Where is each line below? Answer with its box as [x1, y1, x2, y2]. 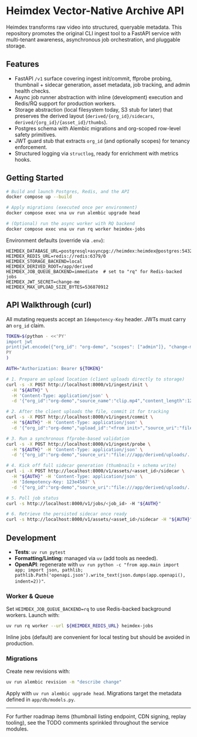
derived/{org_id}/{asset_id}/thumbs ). [14, 119, 108, 126]
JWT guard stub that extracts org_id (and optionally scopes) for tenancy [14, 137, 190, 144]
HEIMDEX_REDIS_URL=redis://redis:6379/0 [6, 253, 107, 259]
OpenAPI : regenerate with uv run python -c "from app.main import [14, 561, 179, 568]
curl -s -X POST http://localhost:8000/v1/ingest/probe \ [6, 441, 151, 447]
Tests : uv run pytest [14, 548, 66, 556]
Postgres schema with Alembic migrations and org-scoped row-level [14, 124, 181, 132]
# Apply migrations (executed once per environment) [6, 204, 138, 211]
